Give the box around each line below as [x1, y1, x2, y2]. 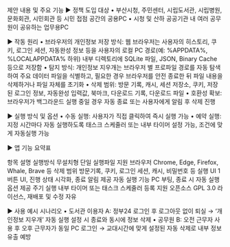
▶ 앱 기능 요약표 [7, 144, 51, 152]
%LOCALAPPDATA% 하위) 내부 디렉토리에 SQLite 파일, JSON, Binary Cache [7, 55, 218, 63]
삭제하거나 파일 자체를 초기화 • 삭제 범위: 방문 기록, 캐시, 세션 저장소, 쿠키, [7, 81, 206, 88]
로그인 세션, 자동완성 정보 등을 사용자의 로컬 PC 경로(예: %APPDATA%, [16, 47, 208, 54]
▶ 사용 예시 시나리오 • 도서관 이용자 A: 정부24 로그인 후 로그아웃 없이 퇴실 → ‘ [7, 207, 218, 215]
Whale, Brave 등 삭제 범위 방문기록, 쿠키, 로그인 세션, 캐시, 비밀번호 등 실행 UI [7, 167, 216, 174]
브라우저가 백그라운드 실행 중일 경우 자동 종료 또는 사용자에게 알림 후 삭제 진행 [7, 98, 216, 105]
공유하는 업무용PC [19, 23, 69, 31]
